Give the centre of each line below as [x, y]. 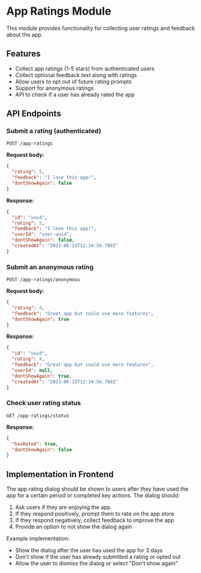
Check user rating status [44, 403]
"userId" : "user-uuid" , [42, 234]
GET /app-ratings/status [38, 416]
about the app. [25, 34]
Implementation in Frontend [60, 474]
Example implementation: [38, 539]
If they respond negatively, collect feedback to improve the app [95, 521]
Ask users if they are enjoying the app [63, 507]
